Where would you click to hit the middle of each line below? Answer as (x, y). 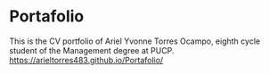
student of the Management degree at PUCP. (92, 50)
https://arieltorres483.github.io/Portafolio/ (86, 60)
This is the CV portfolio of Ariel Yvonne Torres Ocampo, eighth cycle (135, 41)
